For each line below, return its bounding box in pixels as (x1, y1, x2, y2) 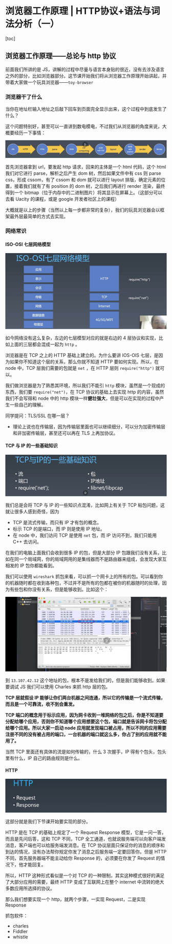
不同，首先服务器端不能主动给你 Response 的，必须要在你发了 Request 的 (5, 855, 161, 861)
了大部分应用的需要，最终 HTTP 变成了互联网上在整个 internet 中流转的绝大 (5, 879, 164, 885)
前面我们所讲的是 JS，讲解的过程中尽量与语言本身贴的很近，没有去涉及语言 (5, 66, 165, 73)
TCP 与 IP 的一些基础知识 (5, 442, 58, 449)
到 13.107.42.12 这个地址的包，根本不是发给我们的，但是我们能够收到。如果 (5, 678, 165, 684)
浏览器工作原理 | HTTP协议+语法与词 (5, 5, 160, 17)
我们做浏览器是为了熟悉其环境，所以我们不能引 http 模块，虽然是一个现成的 (5, 382, 165, 388)
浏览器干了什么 (5, 93, 42, 100)
